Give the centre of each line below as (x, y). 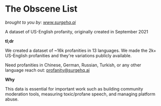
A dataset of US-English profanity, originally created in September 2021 (77, 31)
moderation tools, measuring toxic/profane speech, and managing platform (80, 94)
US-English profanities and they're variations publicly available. (68, 55)
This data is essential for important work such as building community (74, 89)
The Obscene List (41, 9)
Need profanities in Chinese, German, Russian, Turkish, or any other (73, 65)
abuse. (12, 99)
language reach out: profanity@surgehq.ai (47, 70)
